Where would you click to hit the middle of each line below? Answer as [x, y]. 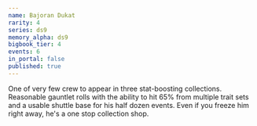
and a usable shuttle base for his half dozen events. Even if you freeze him [129, 105]
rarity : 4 [24, 23]
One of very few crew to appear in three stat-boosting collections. [115, 88]
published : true [35, 67]
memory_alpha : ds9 [38, 37]
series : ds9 [28, 30]
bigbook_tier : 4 [35, 45]
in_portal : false [37, 59]
